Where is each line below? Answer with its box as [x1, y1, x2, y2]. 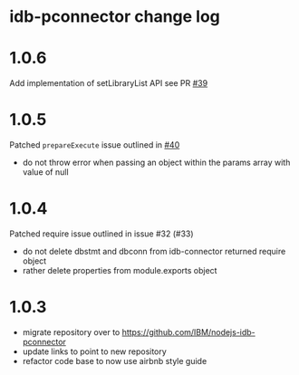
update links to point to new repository [22, 346, 168, 357]
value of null [22, 167, 70, 178]
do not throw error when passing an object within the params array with [22, 157, 291, 168]
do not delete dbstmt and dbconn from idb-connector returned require [22, 246, 286, 256]
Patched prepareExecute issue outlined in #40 [9, 139, 180, 150]
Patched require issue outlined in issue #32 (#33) [9, 228, 194, 239]
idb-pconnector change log [9, 6, 220, 27]
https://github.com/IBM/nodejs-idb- [121, 326, 256, 337]
